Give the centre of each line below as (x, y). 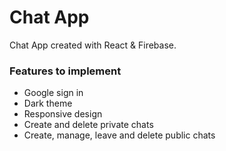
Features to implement (65, 71)
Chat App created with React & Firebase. (93, 45)
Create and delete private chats (88, 125)
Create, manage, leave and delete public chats (119, 135)
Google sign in (53, 93)
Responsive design (63, 114)
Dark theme (48, 103)
